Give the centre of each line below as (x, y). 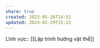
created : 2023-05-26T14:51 (38, 17)
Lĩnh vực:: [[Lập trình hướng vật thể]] (50, 39)
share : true (20, 11)
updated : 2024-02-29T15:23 (38, 22)
